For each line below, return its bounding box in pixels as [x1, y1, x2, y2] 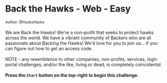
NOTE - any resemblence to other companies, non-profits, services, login [5, 56, 157, 62]
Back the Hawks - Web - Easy [5, 3, 131, 15]
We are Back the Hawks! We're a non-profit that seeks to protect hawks [5, 29, 154, 35]
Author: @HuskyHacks [5, 20, 45, 25]
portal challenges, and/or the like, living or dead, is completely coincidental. [5, 61, 162, 67]
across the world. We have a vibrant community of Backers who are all [5, 35, 152, 41]
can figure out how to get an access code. [5, 45, 93, 51]
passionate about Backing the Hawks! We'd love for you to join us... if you [5, 40, 158, 46]
